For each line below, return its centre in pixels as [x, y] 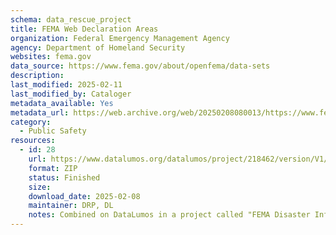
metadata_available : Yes [62, 103]
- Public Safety [53, 131]
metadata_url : [40, 112]
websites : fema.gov [51, 57]
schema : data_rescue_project [71, 19]
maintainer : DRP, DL [71, 206]
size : [40, 187]
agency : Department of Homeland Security [98, 47]
